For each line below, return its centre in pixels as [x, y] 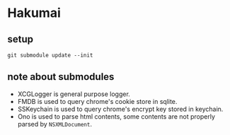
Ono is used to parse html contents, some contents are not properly [116, 116]
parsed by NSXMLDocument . [54, 124]
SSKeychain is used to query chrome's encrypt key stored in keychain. [120, 109]
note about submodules [61, 77]
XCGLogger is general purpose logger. [74, 94]
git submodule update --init [50, 55]
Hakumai [34, 13]
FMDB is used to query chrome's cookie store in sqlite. [97, 101]
